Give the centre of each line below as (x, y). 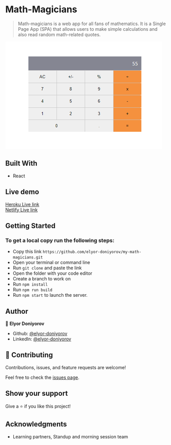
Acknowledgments (36, 424)
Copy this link (27, 252)
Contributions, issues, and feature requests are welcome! (66, 367)
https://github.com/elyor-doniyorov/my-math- (92, 252)
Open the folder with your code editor (52, 273)
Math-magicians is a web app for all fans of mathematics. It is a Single (92, 24)
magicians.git (28, 257)
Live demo (22, 192)
